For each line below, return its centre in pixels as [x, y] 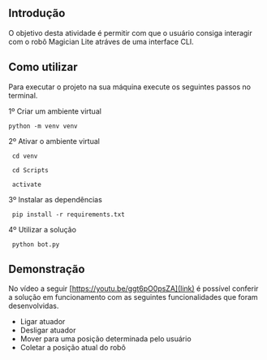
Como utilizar [43, 67]
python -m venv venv [43, 126]
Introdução [37, 13]
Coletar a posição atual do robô [73, 348]
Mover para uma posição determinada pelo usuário [106, 339]
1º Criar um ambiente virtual [55, 111]
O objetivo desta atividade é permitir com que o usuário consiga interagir [131, 33]
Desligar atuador [48, 330]
